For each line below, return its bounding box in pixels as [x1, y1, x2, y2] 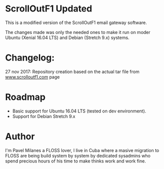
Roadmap [5, 91, 46, 103]
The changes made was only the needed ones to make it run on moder [5, 29, 151, 35]
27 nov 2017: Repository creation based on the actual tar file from [5, 68, 140, 74]
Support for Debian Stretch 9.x [12, 113, 76, 119]
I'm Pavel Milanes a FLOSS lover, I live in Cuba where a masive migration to [5, 147, 160, 153]
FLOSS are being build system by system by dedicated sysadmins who [5, 152, 151, 158]
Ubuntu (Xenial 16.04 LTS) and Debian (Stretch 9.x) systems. [5, 34, 130, 40]
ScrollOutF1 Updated [5, 3, 92, 14]
